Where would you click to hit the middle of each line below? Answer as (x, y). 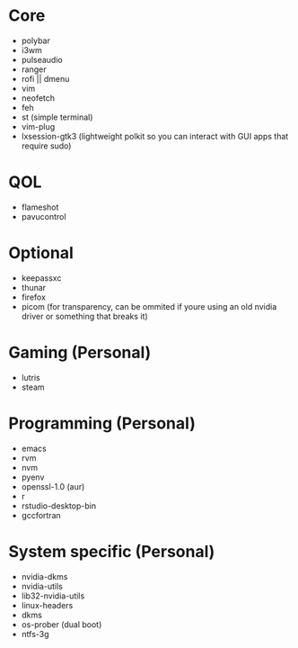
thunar (34, 287)
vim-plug (38, 126)
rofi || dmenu (45, 78)
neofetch (38, 98)
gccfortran (41, 515)
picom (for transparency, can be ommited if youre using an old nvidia (149, 306)
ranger (34, 69)
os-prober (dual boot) (61, 624)
